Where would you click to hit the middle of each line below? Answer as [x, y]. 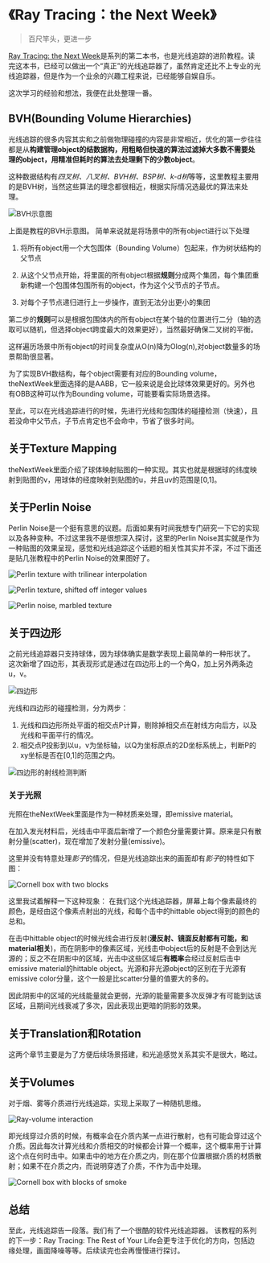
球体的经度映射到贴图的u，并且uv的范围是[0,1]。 [141, 479]
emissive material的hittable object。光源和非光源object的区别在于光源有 [127, 969]
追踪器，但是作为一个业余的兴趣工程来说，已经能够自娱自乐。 [117, 76]
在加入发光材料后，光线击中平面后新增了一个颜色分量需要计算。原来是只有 [131, 831]
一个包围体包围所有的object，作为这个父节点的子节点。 [133, 285]
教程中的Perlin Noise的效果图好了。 [95, 558]
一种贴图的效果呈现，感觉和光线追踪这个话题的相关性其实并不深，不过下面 [131, 548]
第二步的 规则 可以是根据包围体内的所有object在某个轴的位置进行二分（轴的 [131, 319]
